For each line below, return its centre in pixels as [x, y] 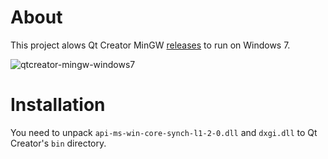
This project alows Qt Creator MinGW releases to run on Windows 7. [150, 45]
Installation [58, 105]
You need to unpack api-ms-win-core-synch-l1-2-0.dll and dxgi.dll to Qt [164, 132]
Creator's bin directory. [58, 143]
